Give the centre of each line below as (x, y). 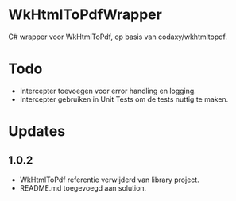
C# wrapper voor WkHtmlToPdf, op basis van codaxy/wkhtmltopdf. (118, 37)
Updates (37, 131)
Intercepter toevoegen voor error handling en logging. (108, 91)
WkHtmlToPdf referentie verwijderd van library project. (110, 180)
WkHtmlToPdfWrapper (85, 15)
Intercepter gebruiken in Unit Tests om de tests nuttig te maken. (124, 99)
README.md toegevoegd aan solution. (83, 187)
